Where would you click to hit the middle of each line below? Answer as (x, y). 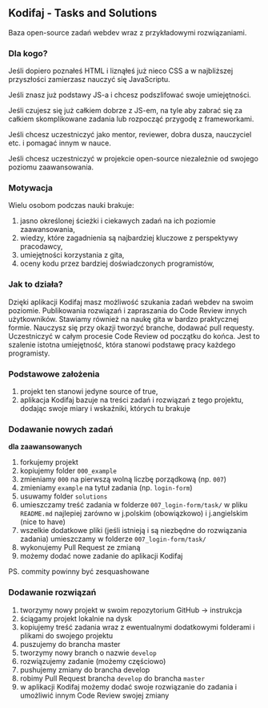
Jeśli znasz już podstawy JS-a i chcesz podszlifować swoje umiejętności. (130, 95)
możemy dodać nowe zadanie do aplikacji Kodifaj (101, 556)
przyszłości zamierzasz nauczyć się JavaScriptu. (89, 79)
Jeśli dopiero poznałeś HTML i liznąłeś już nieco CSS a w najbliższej (121, 71)
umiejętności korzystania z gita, (72, 255)
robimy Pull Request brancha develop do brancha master (112, 678)
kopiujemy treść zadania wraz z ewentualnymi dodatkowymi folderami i (137, 627)
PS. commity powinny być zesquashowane (79, 572)
